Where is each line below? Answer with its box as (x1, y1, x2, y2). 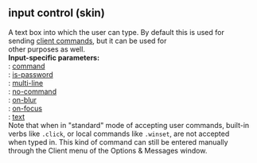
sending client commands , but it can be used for (8, 36, 167, 45)
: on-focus (8, 103, 42, 113)
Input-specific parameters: (8, 52, 100, 62)
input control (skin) (8, 6, 105, 20)
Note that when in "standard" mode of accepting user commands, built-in (8, 120, 250, 130)
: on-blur (8, 95, 37, 104)
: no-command (8, 87, 57, 96)
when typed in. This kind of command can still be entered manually (8, 137, 228, 146)
